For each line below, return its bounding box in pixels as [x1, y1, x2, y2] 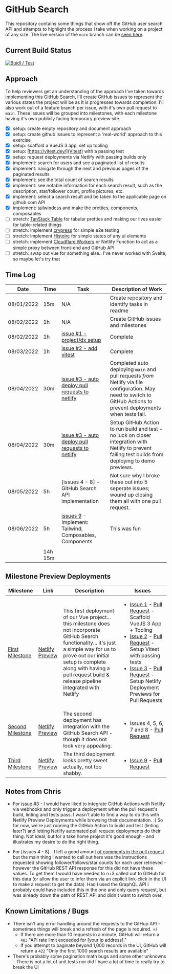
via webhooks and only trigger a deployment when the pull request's [12, 806, 158, 812]
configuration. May [110, 385, 156, 392]
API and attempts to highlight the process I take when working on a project [5, 26, 163, 32]
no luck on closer [110, 432, 152, 439]
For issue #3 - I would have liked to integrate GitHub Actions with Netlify [12, 801, 165, 807]
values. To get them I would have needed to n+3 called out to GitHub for [12, 871, 165, 876]
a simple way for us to [63, 646, 116, 653]
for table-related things [12, 222, 62, 228]
